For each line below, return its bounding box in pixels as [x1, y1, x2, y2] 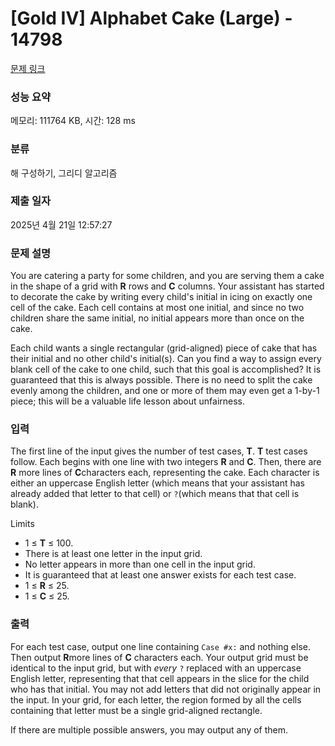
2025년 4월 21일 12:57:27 [10, 218, 113, 231]
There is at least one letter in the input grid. [24, 548, 203, 560]
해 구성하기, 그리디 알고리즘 [10, 167, 118, 179]
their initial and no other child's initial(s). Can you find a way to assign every [10, 353, 322, 365]
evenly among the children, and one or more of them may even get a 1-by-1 [10, 385, 320, 397]
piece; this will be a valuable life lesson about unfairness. [10, 395, 246, 407]
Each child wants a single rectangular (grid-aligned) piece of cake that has [10, 342, 318, 354]
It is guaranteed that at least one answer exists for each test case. [24, 569, 297, 581]
